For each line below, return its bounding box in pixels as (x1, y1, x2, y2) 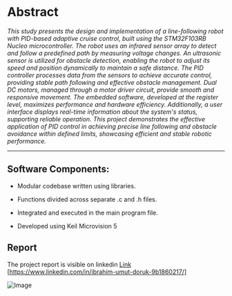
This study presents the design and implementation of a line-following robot (7, 27, 224, 35)
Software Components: (7, 164, 110, 175)
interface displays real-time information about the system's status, (7, 108, 198, 116)
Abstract (7, 4, 59, 20)
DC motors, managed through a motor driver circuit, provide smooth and (7, 86, 215, 94)
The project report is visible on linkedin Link (7, 260, 132, 268)
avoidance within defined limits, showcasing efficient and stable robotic (7, 129, 212, 138)
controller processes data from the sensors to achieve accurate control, (7, 70, 213, 79)
